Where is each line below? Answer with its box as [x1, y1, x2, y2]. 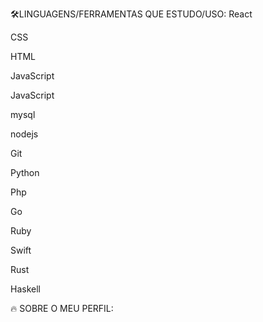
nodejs [10, 128, 39, 140]
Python [10, 167, 40, 178]
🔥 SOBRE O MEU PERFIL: [10, 303, 114, 314]
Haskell [10, 283, 41, 295]
